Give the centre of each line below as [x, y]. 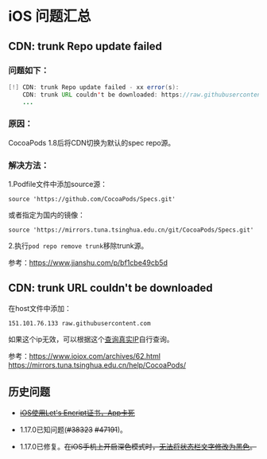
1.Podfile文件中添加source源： [58, 185]
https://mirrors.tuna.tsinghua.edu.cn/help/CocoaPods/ [97, 365]
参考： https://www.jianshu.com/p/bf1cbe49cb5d [88, 263]
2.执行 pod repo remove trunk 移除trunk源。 [78, 246]
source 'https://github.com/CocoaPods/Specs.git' [92, 200]
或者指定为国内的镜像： [46, 215]
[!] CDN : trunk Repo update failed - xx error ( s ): [94, 87]
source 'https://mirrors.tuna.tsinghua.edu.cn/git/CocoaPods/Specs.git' [131, 230]
